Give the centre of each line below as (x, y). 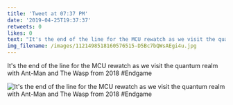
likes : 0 (20, 33)
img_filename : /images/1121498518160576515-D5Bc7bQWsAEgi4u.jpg (102, 46)
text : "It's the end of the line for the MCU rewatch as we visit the (111, 40)
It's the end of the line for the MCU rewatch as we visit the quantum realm (113, 66)
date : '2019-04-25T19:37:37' (49, 20)
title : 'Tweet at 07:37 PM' (48, 14)
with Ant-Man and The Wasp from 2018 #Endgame (80, 73)
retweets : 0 (24, 26)
